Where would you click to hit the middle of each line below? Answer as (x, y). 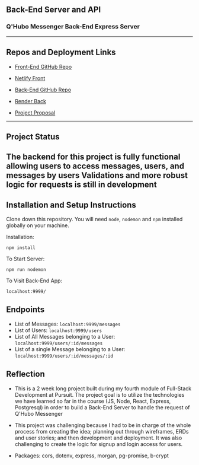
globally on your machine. (38, 225)
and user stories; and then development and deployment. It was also (98, 438)
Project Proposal (35, 113)
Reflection (26, 374)
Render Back (30, 101)
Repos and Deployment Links (61, 52)
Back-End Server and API (54, 10)
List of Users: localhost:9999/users (58, 330)
